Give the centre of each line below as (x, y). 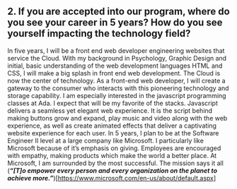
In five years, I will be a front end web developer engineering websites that (116, 50)
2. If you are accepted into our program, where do (118, 12)
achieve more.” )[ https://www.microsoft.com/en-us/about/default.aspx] (112, 178)
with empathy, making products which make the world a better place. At (112, 155)
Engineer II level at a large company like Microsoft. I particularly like (105, 140)
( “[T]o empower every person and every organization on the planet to (112, 170)
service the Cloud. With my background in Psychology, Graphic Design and (117, 58)
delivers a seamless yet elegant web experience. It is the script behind (110, 110)
